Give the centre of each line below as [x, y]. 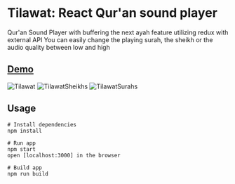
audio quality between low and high [59, 47]
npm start [22, 149]
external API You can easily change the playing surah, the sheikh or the [110, 39]
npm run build [28, 173]
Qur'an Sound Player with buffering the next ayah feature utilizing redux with [118, 32]
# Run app [22, 143]
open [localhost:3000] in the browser [64, 155]
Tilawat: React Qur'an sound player [112, 13]
